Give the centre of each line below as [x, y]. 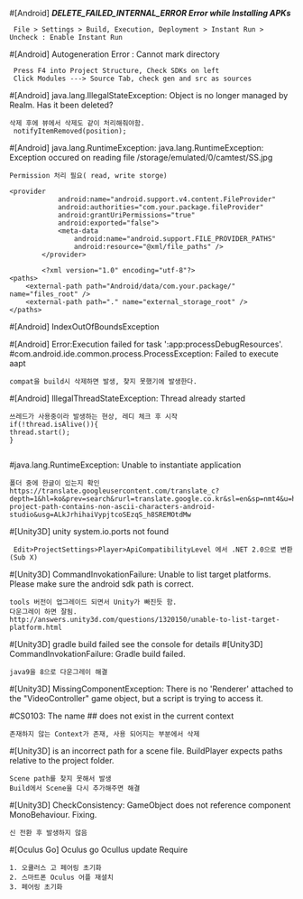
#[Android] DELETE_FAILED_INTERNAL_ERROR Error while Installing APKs [150, 13]
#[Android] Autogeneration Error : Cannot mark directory [115, 54]
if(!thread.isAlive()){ [54, 424]
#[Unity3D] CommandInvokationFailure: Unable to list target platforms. [140, 574]
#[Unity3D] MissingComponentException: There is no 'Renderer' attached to [151, 689]
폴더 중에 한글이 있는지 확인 [55, 483]
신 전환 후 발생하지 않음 [49, 833]
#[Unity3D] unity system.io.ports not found [89, 531]
